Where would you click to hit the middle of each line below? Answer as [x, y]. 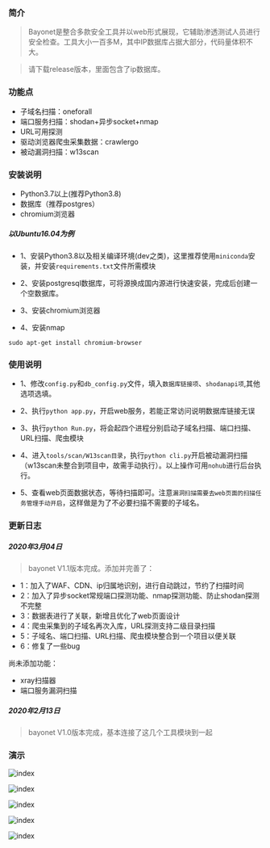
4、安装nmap [42, 327]
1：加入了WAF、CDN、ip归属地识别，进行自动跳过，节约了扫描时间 [132, 586]
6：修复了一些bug [50, 646]
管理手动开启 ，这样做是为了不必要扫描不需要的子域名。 [115, 503]
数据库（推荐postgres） [59, 204]
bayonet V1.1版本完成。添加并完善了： [91, 569]
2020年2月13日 [34, 710]
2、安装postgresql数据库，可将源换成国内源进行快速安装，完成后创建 [135, 283]
